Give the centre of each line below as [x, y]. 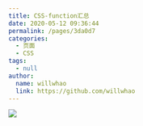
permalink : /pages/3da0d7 [52, 31]
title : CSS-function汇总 [49, 16]
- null [27, 69]
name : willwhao [41, 83]
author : [21, 76]
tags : [17, 61]
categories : [28, 38]
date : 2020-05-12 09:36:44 [54, 23]
